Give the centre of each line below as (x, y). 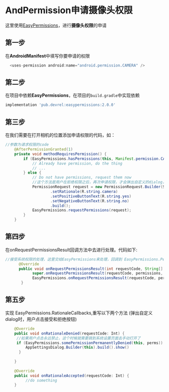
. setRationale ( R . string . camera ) (84, 191)
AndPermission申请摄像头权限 (69, 10)
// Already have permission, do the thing (77, 163)
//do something (41, 380)
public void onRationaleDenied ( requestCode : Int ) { (69, 333)
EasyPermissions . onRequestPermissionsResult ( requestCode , (94, 278)
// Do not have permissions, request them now (82, 178)
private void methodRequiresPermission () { (61, 154)
